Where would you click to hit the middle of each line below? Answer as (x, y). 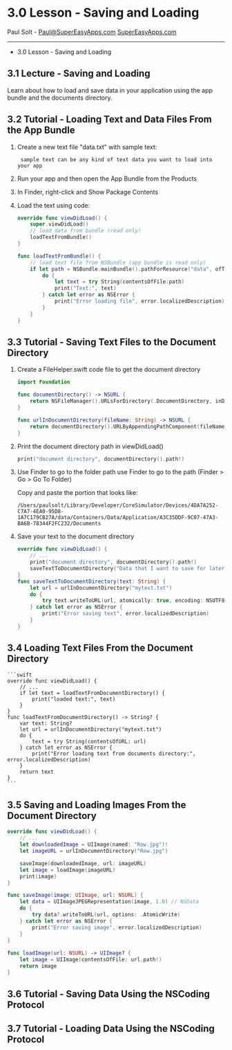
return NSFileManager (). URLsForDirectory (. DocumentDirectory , (121, 401)
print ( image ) (38, 876)
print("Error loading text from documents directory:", (114, 753)
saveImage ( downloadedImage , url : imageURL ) (83, 863)
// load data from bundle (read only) (86, 231)
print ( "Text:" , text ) (85, 289)
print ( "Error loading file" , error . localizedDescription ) (139, 301)
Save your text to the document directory (76, 536)
